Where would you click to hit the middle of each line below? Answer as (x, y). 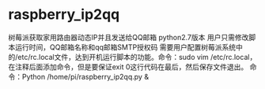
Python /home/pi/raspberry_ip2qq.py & (85, 76)
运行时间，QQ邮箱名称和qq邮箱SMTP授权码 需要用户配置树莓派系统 (125, 47)
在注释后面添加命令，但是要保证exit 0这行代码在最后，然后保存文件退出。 (128, 67)
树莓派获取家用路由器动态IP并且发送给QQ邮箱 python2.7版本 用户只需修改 (129, 37)
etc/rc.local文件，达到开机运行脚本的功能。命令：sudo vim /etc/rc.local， (137, 57)
